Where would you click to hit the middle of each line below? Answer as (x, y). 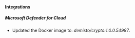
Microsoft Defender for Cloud (36, 18)
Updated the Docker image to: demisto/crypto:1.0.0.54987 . (71, 30)
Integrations (18, 7)
